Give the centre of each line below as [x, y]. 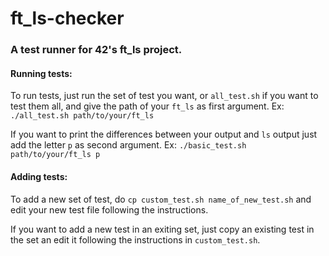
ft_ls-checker [67, 18]
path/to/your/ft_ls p [55, 155]
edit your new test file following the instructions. [109, 209]
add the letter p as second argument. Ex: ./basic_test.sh [128, 145]
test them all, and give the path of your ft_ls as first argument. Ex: [147, 106]
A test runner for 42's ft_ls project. [96, 50]
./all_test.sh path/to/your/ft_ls [82, 116]
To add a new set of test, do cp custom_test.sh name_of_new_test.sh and [161, 199]
